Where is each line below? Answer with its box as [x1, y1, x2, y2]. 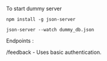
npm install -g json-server [6, 17, 76, 23]
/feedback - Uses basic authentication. [6, 49, 102, 56]
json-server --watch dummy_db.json [6, 27, 95, 33]
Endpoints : [6, 37, 34, 44]
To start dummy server [6, 5, 62, 12]
